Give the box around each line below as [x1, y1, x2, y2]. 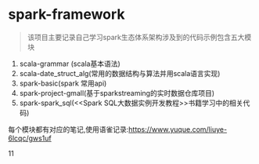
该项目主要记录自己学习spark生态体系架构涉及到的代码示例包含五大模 [27, 32, 252, 42]
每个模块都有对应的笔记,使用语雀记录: [8, 124, 129, 134]
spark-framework [8, 5, 125, 24]
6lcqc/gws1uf [8, 133, 52, 143]
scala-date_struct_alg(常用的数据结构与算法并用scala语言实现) [19, 68, 221, 78]
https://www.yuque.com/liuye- [128, 124, 228, 134]
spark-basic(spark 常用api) [19, 78, 107, 88]
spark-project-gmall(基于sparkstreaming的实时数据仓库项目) [19, 88, 215, 97]
